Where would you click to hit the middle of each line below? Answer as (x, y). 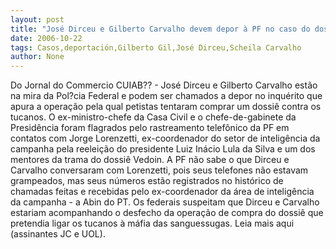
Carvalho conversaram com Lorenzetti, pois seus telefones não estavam (159, 170)
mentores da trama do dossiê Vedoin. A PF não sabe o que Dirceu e (150, 160)
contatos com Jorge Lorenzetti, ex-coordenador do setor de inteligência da (165, 138)
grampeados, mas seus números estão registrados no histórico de (147, 181)
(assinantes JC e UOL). (58, 234)
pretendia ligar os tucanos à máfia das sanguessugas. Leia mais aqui (152, 223)
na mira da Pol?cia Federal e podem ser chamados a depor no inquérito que (166, 96)
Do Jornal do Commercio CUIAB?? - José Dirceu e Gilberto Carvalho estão (164, 85)
